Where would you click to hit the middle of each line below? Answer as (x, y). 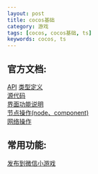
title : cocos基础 (31, 20)
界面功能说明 (25, 104)
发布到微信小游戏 (31, 163)
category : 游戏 (28, 26)
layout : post (26, 13)
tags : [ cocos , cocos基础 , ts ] (49, 33)
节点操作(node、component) (48, 113)
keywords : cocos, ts (37, 39)
